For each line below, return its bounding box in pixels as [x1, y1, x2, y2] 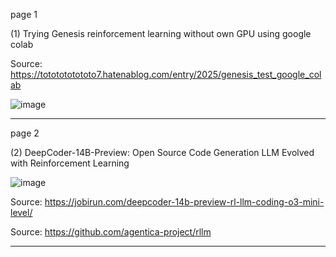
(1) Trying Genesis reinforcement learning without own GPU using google [10, 28, 312, 39]
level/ [10, 207, 33, 218]
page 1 [10, 9, 38, 20]
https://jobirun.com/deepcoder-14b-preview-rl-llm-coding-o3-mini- [44, 196, 325, 208]
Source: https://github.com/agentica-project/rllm [10, 226, 212, 238]
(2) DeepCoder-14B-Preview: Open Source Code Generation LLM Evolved [10, 147, 315, 158]
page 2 [10, 127, 40, 139]
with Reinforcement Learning [10, 157, 130, 169]
